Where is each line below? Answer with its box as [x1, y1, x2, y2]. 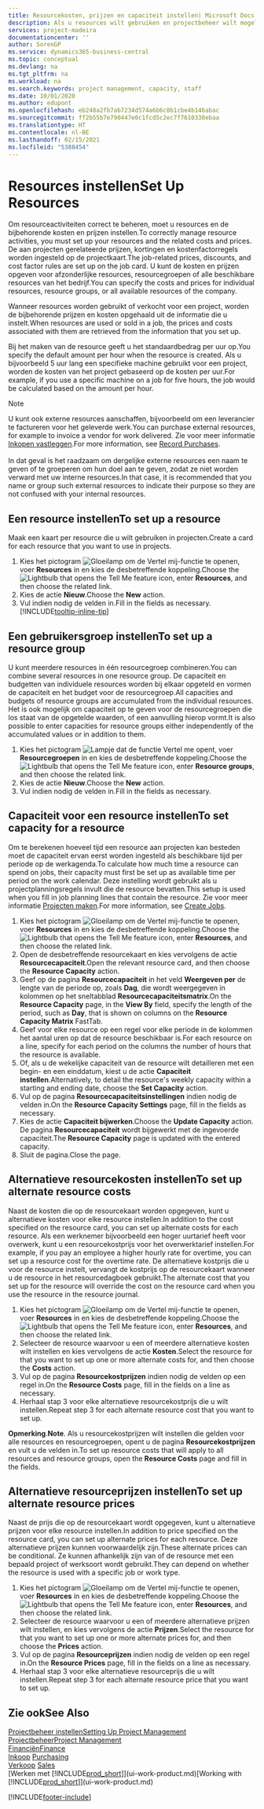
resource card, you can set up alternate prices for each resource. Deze [8, 1535, 238, 1544]
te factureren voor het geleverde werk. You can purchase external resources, [8, 422, 255, 432]
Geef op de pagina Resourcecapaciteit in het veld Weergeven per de [19, 974, 246, 984]
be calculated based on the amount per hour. [8, 384, 154, 393]
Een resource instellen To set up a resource [8, 512, 222, 525]
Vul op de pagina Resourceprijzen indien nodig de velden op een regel [19, 1650, 250, 1660]
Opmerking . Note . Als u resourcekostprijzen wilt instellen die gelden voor [8, 1428, 245, 1438]
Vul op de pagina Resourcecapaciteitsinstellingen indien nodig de [19, 1091, 237, 1101]
